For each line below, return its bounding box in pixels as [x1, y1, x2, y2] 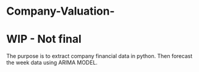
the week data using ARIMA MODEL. [6, 59, 98, 67]
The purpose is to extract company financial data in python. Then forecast [6, 52, 193, 60]
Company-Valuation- [6, 4, 115, 18]
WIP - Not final [6, 32, 82, 46]
